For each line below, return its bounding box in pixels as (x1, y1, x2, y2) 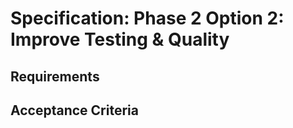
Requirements (10, 68, 100, 85)
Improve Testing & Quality (10, 28, 230, 51)
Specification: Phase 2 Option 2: (10, 7, 285, 30)
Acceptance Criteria (10, 102, 139, 119)
